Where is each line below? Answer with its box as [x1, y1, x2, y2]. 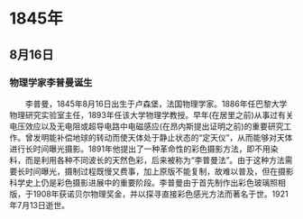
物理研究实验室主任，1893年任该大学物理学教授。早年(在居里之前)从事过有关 [9, 109, 294, 120]
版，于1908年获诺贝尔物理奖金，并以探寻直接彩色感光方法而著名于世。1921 [9, 188, 289, 199]
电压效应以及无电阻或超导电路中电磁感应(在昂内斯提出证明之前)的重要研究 [9, 121, 284, 132]
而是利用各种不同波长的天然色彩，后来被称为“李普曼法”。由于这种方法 [24, 154, 286, 165]
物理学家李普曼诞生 [9, 76, 93, 88]
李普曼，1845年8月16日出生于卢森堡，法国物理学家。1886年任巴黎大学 [24, 98, 288, 109]
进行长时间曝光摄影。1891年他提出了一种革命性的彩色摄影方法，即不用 [9, 143, 271, 154]
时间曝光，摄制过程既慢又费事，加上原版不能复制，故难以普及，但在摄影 [24, 166, 294, 177]
